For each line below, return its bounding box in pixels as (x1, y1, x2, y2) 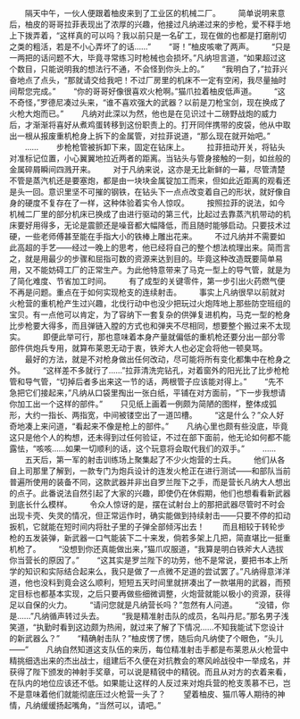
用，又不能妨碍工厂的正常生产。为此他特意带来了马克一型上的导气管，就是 (9, 264, 283, 275)
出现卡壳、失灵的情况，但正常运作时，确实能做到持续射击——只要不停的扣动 (9, 510, 291, 521)
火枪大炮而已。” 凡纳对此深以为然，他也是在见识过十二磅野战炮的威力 (9, 108, 278, 119)
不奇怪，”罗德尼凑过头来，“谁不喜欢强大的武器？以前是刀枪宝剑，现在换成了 (9, 97, 287, 107)
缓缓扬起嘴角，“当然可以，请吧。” (39, 700, 162, 710)
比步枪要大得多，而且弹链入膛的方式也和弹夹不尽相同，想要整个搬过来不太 (9, 321, 283, 330)
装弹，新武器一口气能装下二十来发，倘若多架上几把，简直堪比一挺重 (39, 532, 291, 543)
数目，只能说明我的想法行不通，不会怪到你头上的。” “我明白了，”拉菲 (16, 63, 280, 74)
